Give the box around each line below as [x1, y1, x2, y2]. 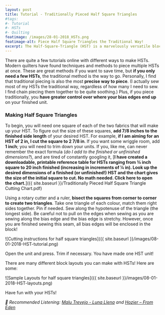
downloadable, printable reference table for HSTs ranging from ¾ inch [5, 159, 151, 165]
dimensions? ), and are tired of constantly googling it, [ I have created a [5, 154, 148, 160]
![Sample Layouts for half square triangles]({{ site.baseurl [5, 275, 121, 281]
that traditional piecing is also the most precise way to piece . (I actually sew [5, 78, 160, 84]
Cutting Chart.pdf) [5, 185, 42, 191]
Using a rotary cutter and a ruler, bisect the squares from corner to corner [5, 195, 157, 201]
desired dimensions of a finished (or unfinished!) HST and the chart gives [5, 169, 158, 175]
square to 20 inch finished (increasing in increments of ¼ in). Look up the [5, 164, 158, 170]
